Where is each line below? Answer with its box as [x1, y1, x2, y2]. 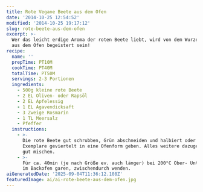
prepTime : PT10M [11, 59, 53, 65]
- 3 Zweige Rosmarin [17, 110, 69, 116]
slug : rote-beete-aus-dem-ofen [6, 25, 85, 32]
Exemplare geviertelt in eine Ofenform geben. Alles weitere [22, 143, 180, 149]
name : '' [11, 54, 34, 60]
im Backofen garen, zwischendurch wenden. [22, 166, 131, 172]
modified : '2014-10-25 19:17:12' [6, 20, 91, 26]
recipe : [6, 48, 26, 54]
